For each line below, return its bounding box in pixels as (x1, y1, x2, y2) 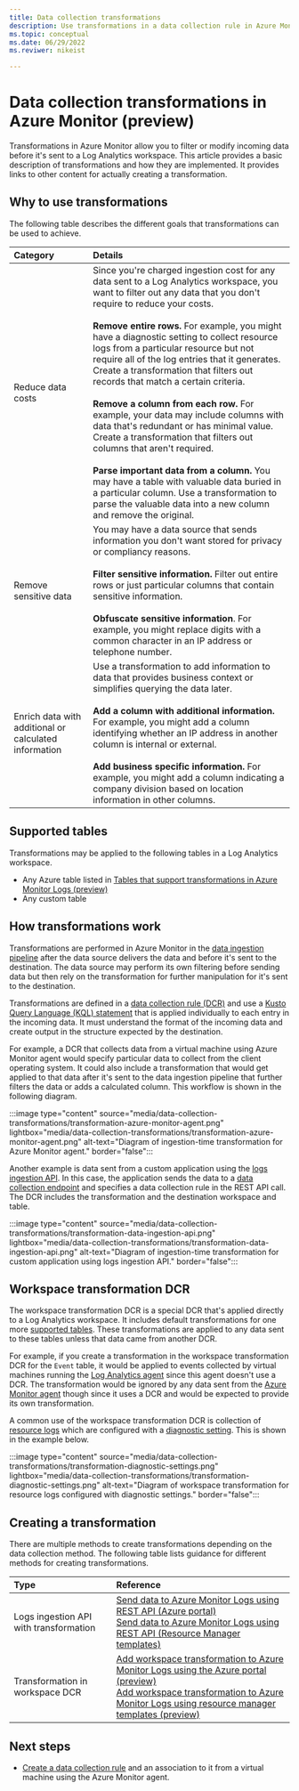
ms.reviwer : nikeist (9, 46, 86, 55)
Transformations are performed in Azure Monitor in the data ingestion (9, 943, 264, 953)
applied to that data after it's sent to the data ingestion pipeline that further (9, 1072, 283, 1082)
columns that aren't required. (93, 442, 214, 454)
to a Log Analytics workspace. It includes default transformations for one (9, 1315, 278, 1325)
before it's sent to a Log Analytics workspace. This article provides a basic (9, 150, 283, 161)
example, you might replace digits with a (93, 623, 261, 636)
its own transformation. (9, 1398, 94, 1409)
